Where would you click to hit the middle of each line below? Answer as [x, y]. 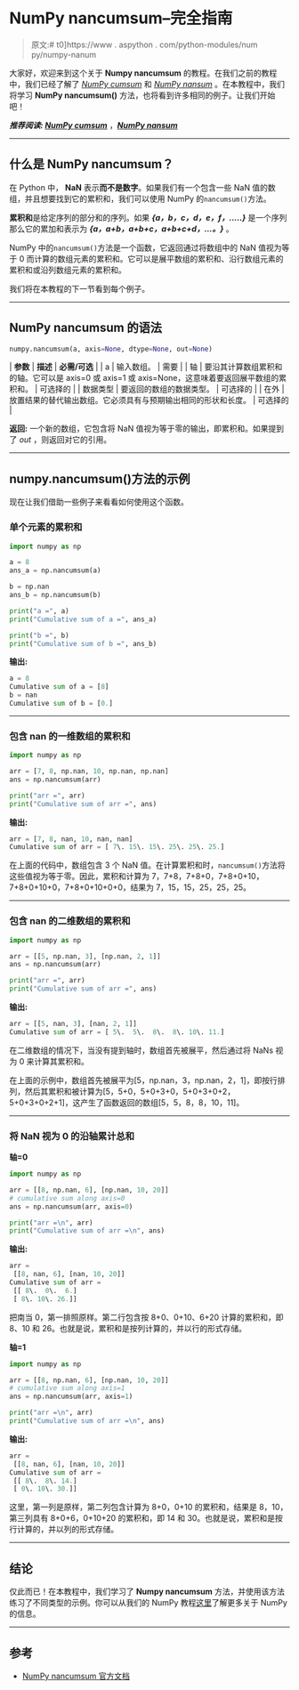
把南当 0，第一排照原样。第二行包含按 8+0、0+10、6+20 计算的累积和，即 [146, 1317]
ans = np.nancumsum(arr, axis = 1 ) [71, 1397]
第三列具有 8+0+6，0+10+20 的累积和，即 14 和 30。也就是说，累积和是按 [146, 1518]
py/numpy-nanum [64, 54]
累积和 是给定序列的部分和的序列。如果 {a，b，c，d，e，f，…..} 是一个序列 [148, 217]
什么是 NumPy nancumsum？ [92, 164]
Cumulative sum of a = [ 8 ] [59, 687]
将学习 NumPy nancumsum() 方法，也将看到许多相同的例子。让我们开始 [142, 95]
